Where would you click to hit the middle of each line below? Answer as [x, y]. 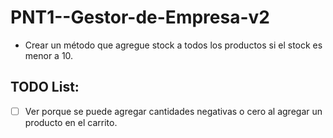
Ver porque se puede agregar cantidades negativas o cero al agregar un [173, 111]
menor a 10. [49, 55]
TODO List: [45, 87]
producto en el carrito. [71, 122]
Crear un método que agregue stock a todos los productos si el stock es [173, 45]
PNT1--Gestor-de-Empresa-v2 [140, 17]
